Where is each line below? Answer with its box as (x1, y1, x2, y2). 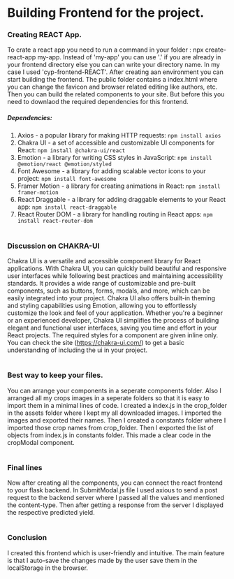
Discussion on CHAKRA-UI (7, 241, 100, 251)
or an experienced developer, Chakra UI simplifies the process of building (7, 316, 219, 325)
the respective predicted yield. (7, 508, 96, 517)
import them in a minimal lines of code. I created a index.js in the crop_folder (7, 401, 227, 409)
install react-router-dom (17, 218, 93, 225)
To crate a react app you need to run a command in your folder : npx (7, 45, 204, 54)
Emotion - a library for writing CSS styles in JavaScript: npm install (17, 154, 212, 162)
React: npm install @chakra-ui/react (17, 146, 126, 154)
